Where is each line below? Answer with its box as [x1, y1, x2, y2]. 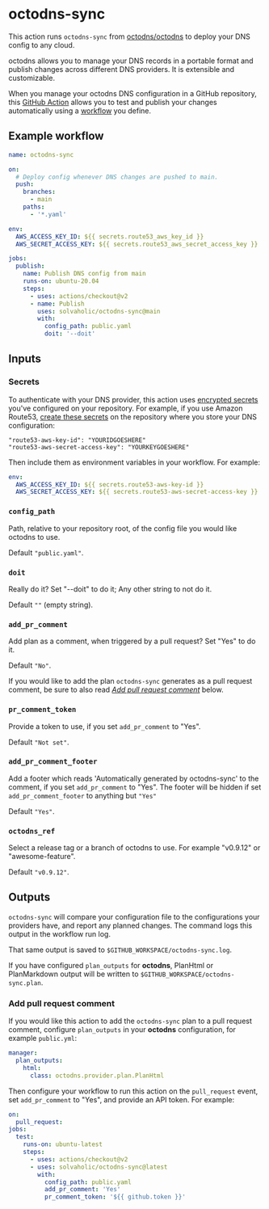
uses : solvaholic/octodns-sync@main [37, 307, 161, 315]
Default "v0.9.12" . [8, 867, 69, 877]
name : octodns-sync [8, 150, 74, 158]
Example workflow [8, 129, 104, 143]
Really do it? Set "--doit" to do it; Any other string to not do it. [8, 583, 212, 594]
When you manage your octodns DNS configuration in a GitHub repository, [8, 88, 257, 98]
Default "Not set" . [8, 737, 69, 747]
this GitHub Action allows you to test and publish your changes [8, 97, 217, 107]
